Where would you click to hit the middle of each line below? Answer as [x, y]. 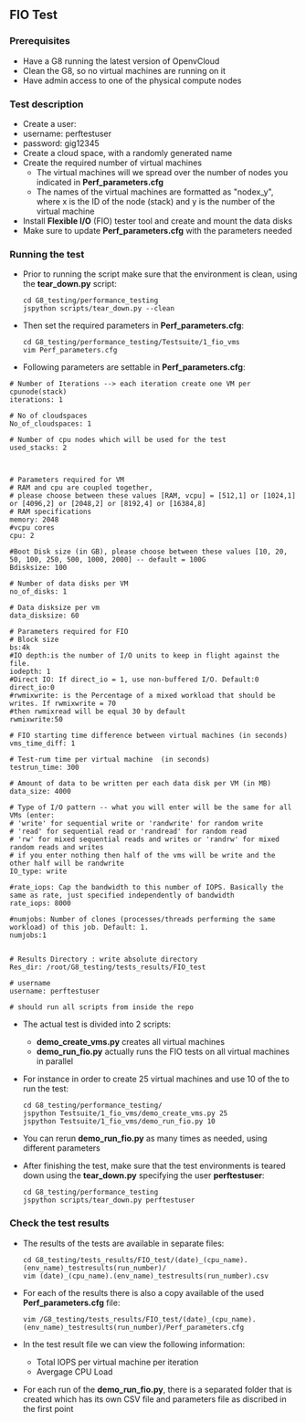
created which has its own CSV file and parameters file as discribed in [155, 1399]
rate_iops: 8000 [40, 903]
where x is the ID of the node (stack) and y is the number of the [156, 201]
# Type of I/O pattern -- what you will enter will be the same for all [151, 807]
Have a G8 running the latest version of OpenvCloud [121, 61]
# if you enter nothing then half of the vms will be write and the [142, 856]
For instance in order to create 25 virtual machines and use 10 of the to [156, 1079]
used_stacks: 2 [38, 448]
